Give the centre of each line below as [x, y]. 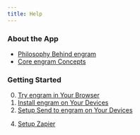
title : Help [25, 14]
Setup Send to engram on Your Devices [75, 110]
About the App [33, 38]
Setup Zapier [36, 124]
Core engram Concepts [52, 61]
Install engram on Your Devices [63, 102]
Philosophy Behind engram [57, 54]
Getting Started [34, 80]
